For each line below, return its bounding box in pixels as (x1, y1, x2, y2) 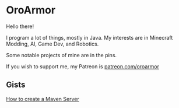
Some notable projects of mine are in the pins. (6, 51, 117, 58)
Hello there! (6, 23, 34, 30)
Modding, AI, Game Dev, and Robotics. (6, 40, 99, 47)
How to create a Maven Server (6, 95, 80, 102)
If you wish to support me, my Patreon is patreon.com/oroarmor (6, 62, 159, 70)
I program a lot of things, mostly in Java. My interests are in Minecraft (6, 34, 173, 41)
